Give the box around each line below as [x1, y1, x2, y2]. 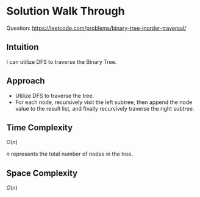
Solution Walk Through [6, 4, 125, 18]
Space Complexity [6, 168, 78, 178]
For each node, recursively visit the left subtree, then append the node [15, 98, 193, 106]
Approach [6, 76, 45, 86]
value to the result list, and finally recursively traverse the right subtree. [15, 105, 195, 112]
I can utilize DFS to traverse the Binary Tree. [6, 58, 117, 65]
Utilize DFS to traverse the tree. [15, 92, 95, 99]
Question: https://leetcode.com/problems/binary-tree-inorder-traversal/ [6, 24, 187, 32]
